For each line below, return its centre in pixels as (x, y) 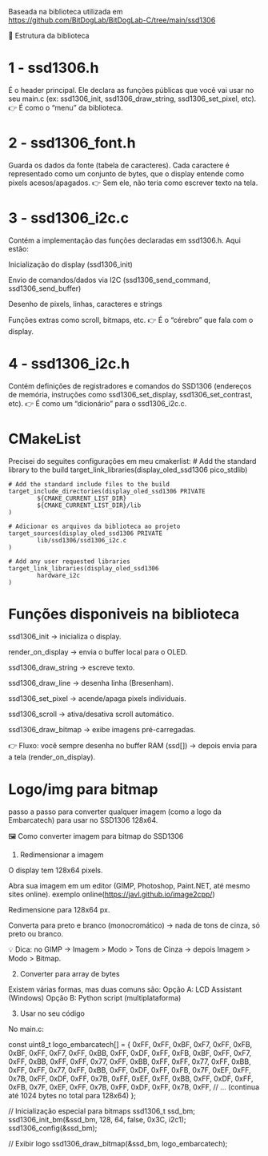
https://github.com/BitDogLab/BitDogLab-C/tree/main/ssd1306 (112, 20)
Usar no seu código (52, 1013)
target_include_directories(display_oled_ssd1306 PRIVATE (107, 491)
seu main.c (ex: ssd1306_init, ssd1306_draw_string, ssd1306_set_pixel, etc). (132, 99)
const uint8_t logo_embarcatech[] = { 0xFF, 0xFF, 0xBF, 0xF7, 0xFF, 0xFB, (130, 1044)
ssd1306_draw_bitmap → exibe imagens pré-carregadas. (102, 729)
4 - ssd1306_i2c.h (69, 364)
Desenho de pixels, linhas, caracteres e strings (85, 304)
